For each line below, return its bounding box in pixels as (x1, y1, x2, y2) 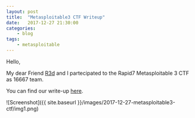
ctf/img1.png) (6, 105, 39, 112)
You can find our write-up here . (6, 87, 83, 94)
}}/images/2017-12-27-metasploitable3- (77, 98, 176, 106)
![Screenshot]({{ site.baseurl (6, 98, 76, 106)
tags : (6, 36, 20, 42)
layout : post (6, 8, 39, 15)
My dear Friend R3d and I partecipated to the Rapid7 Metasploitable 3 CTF (6, 69, 190, 76)
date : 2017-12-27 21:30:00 (6, 20, 79, 25)
